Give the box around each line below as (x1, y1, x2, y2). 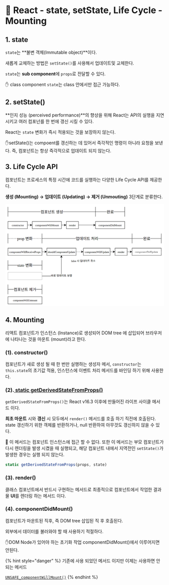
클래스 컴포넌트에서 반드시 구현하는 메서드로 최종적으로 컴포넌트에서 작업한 (5, 486, 152, 492)
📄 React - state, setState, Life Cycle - (5, 5, 162, 16)
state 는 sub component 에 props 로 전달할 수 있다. (5, 71, 106, 77)
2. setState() (5, 98, 45, 106)
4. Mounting (5, 316, 44, 324)
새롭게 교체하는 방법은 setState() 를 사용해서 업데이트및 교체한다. (5, 60, 135, 66)
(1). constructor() (5, 349, 48, 356)
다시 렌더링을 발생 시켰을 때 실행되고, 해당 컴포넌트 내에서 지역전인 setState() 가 (5, 445, 164, 451)
